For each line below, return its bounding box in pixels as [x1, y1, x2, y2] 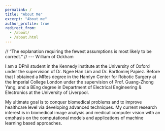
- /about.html [9, 35, 38, 40]
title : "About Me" [5, 12, 43, 17]
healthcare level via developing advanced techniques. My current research [5, 104, 157, 110]
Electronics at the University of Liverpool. [5, 89, 89, 95]
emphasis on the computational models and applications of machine [5, 115, 144, 121]
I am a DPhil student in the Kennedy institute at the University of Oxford [5, 63, 150, 69]
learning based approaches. [5, 120, 63, 126]
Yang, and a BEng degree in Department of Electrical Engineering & [5, 84, 142, 90]
